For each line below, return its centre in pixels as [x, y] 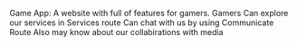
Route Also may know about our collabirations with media [116, 32]
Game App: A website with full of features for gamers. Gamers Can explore [149, 13]
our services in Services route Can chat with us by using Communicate [142, 23]
